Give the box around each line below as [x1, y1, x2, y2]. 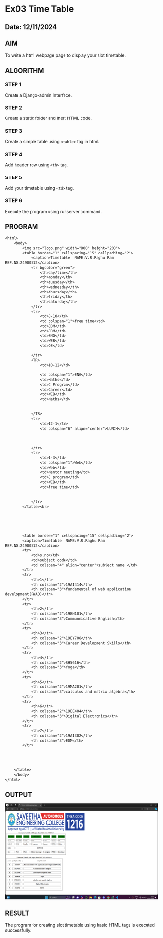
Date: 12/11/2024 [5, 23, 57, 31]
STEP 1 [5, 81, 21, 88]
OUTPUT [5, 790, 33, 799]
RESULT [5, 909, 30, 918]
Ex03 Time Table [5, 3, 74, 15]
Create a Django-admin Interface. [5, 92, 72, 98]
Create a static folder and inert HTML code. [5, 116, 92, 121]
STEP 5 [5, 174, 23, 181]
